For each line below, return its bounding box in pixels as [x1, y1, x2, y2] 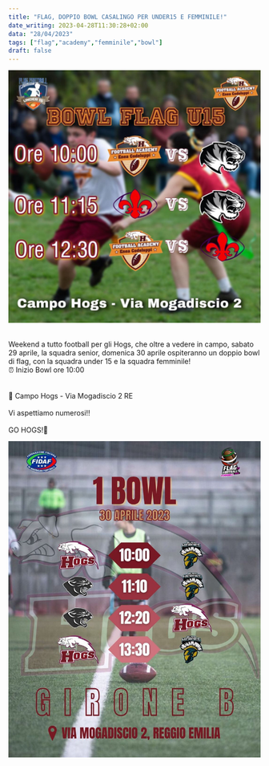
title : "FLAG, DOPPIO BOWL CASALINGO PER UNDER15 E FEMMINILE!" [8, 13, 227, 21]
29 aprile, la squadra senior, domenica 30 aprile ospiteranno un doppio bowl [8, 348, 260, 358]
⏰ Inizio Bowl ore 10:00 [8, 365, 85, 375]
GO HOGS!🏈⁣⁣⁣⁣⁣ [8, 425, 48, 435]
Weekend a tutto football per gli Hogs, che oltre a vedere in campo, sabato [8, 339, 255, 349]
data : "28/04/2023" [8, 30, 74, 38]
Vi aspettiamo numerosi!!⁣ [8, 408, 90, 418]
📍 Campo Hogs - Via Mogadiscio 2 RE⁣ [8, 391, 134, 401]
